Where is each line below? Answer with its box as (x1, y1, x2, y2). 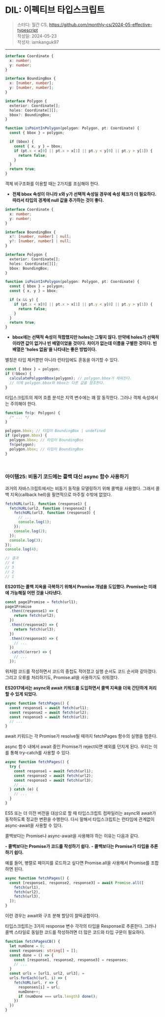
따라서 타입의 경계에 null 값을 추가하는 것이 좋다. (12, 197, 104, 203)
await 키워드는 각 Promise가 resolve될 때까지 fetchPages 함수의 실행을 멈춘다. (5, 733, 158, 739)
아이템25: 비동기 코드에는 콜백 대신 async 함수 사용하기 (5, 473, 129, 480)
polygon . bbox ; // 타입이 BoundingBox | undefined (5, 428, 106, 434)
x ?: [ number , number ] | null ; (9, 234, 71, 239)
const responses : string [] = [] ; (9, 948, 78, 953)
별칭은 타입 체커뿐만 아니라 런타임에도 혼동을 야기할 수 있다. (5, 357, 119, 363)
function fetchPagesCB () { (5, 939, 60, 944)
